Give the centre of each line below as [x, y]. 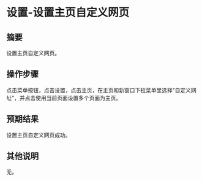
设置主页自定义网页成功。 [39, 135]
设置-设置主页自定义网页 [68, 13]
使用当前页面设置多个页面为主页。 [79, 98]
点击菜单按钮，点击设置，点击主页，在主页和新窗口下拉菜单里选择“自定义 [99, 90]
